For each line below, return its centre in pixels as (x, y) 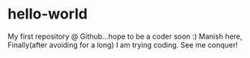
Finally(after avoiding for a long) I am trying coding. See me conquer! (123, 44)
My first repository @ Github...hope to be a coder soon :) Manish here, (125, 36)
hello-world (48, 14)
